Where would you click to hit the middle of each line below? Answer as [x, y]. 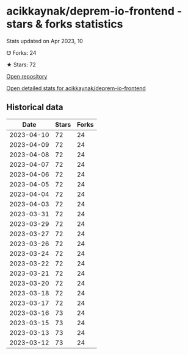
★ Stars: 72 [21, 65]
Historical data [35, 107]
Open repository [27, 76]
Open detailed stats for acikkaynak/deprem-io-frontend [76, 88]
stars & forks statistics [65, 24]
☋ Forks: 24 [21, 52]
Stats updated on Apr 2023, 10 [45, 41]
